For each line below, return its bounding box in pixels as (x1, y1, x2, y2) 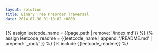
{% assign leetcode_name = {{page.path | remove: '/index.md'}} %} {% (5, 30, 153, 36)
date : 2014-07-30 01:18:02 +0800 (5, 16, 75, 21)
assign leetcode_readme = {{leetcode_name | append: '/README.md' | (5, 35, 152, 41)
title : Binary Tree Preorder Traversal (5, 12, 89, 17)
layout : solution (5, 7, 42, 12)
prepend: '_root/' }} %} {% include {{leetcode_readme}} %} (5, 41, 128, 47)
